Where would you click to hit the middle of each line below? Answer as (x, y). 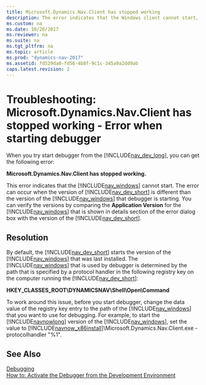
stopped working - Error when (84, 125)
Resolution (27, 238)
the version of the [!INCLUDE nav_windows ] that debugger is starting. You (99, 199)
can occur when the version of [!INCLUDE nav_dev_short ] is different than (99, 192)
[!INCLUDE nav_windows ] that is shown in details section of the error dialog (101, 212)
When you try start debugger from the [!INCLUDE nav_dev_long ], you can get (103, 155)
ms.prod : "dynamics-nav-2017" (45, 58)
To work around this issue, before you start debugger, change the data (96, 302)
